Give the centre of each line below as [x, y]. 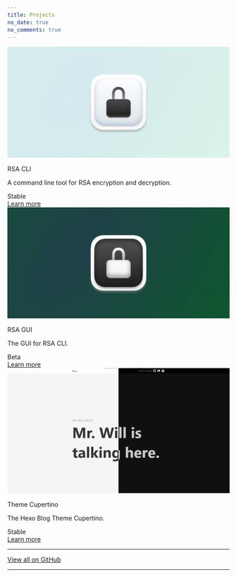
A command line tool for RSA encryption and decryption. [89, 182]
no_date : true [28, 22]
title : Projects [31, 15]
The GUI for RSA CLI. [38, 343]
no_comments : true [34, 30]
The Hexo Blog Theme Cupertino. [56, 518]
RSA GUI [20, 330]
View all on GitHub [34, 559]
